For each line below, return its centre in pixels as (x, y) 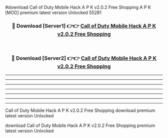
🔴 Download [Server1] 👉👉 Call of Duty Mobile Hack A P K (84, 26)
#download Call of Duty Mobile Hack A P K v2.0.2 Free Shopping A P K (78, 7)
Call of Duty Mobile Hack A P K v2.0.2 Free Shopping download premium (80, 110)
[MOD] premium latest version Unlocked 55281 (53, 13)
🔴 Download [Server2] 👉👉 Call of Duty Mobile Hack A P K (84, 58)
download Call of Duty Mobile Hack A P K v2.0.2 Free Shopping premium (80, 125)
